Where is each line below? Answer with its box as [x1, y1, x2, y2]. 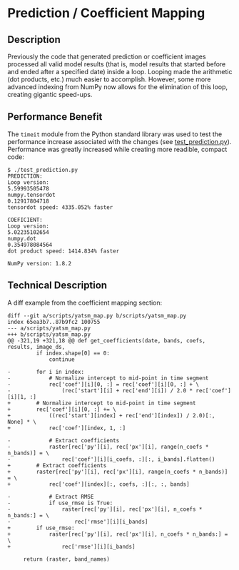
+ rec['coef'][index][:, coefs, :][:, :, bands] [7, 480, 190, 488]
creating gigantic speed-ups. [7, 91, 93, 98]
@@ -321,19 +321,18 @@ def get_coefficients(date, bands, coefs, [7, 337, 205, 344]
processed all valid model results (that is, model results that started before [7, 60, 226, 68]
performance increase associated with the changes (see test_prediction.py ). [7, 137, 232, 146]
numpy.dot [7, 235, 37, 242]
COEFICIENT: [7, 216, 43, 223]
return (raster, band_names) [23, 555, 111, 563]
